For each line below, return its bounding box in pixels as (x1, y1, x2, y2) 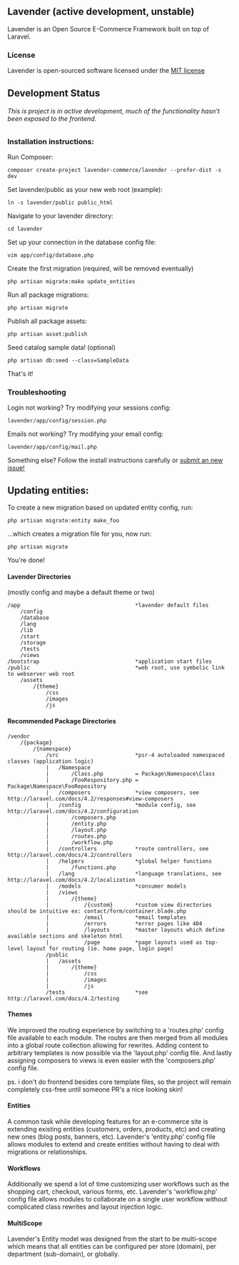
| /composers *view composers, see (45, 788, 200, 796)
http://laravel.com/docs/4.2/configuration (7, 808, 139, 815)
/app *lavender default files (7, 602, 209, 609)
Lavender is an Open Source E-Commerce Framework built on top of (7, 24, 209, 33)
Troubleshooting (7, 387, 66, 397)
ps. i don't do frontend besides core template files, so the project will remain (7, 1077, 232, 1086)
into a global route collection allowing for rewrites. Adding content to (7, 1041, 209, 1050)
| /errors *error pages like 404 (45, 920, 203, 927)
